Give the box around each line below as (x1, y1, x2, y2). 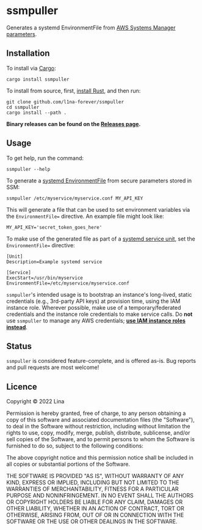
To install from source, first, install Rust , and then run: (6, 87, 141, 94)
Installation (6, 48, 50, 59)
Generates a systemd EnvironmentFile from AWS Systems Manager (6, 24, 176, 31)
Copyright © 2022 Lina (6, 398, 65, 405)
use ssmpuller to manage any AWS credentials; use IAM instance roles (6, 316, 186, 324)
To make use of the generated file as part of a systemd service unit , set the (6, 235, 195, 242)
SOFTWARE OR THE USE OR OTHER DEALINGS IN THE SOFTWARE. (6, 518, 178, 525)
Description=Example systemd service (6, 258, 103, 265)
